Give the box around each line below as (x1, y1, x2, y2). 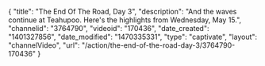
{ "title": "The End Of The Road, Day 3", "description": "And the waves (8, 7, 237, 16)
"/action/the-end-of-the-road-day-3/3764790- (82, 41, 236, 50)
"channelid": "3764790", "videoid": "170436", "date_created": (8, 24, 209, 33)
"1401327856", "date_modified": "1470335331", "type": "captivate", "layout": (8, 32, 258, 41)
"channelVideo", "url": (8, 41, 81, 50)
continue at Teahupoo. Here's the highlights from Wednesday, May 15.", (8, 15, 242, 25)
